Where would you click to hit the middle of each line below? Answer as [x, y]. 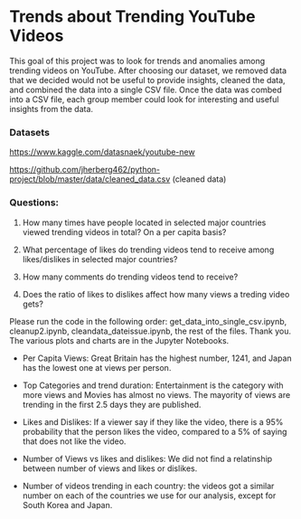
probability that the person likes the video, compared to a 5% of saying [155, 431]
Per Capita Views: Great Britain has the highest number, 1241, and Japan [157, 358]
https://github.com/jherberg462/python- [85, 170]
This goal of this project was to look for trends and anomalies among [137, 61]
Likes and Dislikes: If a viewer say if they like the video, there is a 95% [153, 421]
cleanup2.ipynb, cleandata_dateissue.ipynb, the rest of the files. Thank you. [150, 331]
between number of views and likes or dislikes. [110, 468]
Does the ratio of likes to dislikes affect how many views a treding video [156, 294]
